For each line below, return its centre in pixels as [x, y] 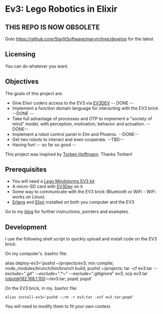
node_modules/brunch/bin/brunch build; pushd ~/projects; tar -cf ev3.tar [79, 268]
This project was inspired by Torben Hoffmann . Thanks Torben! [69, 154]
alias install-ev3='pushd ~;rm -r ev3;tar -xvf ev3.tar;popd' [70, 297]
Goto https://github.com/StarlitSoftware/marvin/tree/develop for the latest [79, 39]
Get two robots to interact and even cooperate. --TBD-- [68, 139]
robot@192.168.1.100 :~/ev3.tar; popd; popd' [49, 279]
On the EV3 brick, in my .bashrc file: [41, 288]
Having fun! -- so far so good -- [44, 144]
